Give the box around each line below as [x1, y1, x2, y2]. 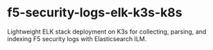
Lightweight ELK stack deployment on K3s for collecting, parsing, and [7, 27, 207, 36]
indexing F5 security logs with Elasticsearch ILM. [7, 34, 147, 42]
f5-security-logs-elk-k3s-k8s [7, 5, 182, 21]
